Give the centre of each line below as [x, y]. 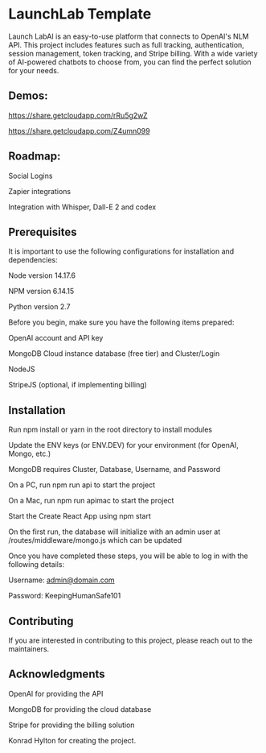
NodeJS [22, 369]
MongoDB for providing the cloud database [80, 709]
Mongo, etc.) [30, 454]
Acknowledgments [57, 674]
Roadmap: [35, 157]
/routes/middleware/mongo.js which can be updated [95, 540]
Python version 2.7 [39, 307]
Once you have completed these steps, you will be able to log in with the [128, 556]
